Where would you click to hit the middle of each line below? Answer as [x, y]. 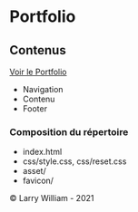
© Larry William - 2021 [52, 198]
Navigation [43, 89]
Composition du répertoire [69, 131]
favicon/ [38, 181]
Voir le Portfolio [38, 72]
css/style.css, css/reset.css [74, 161]
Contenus [38, 50]
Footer [35, 109]
